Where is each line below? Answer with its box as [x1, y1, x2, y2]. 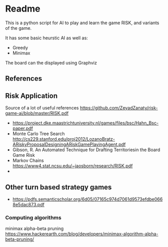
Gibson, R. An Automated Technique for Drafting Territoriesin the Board [12, 147, 160, 153]
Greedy [12, 44, 29, 50]
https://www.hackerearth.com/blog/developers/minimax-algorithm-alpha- [5, 231, 158, 237]
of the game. [5, 25, 32, 31]
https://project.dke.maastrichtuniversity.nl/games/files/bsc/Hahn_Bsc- [12, 120, 159, 126]
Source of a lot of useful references [5, 105, 79, 111]
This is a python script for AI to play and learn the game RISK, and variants [5, 20, 159, 26]
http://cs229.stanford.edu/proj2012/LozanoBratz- [12, 136, 115, 142]
